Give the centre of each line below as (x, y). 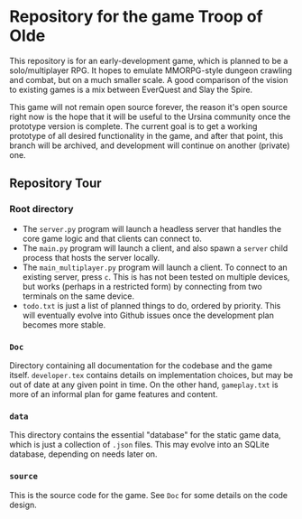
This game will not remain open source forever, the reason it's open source (149, 107)
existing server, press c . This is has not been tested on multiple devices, (156, 276)
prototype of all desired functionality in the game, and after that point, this (146, 135)
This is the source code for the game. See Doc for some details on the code (149, 495)
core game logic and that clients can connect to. (112, 238)
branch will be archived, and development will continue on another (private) (150, 145)
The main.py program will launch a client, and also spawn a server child (155, 248)
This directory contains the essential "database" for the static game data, (145, 435)
